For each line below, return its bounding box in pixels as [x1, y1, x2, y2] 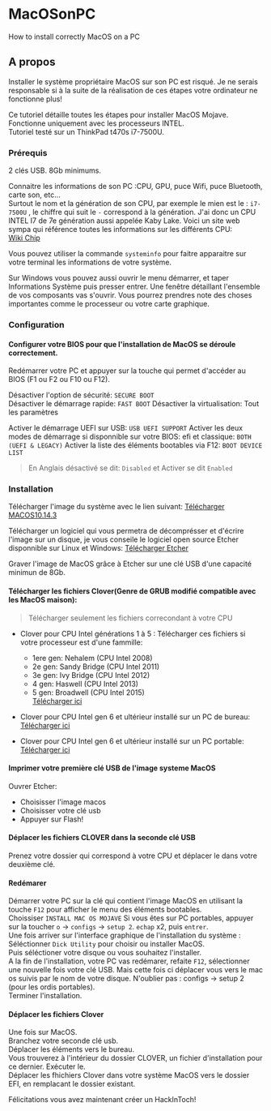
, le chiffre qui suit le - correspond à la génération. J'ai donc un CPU [28, 208, 256, 217]
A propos [8, 55, 56, 69]
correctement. [8, 348, 58, 358]
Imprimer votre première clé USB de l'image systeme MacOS [8, 763, 216, 773]
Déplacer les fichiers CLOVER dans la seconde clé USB [8, 833, 196, 843]
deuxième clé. [8, 860, 56, 869]
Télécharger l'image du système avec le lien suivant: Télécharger [8, 502, 225, 512]
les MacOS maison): [8, 595, 78, 605]
